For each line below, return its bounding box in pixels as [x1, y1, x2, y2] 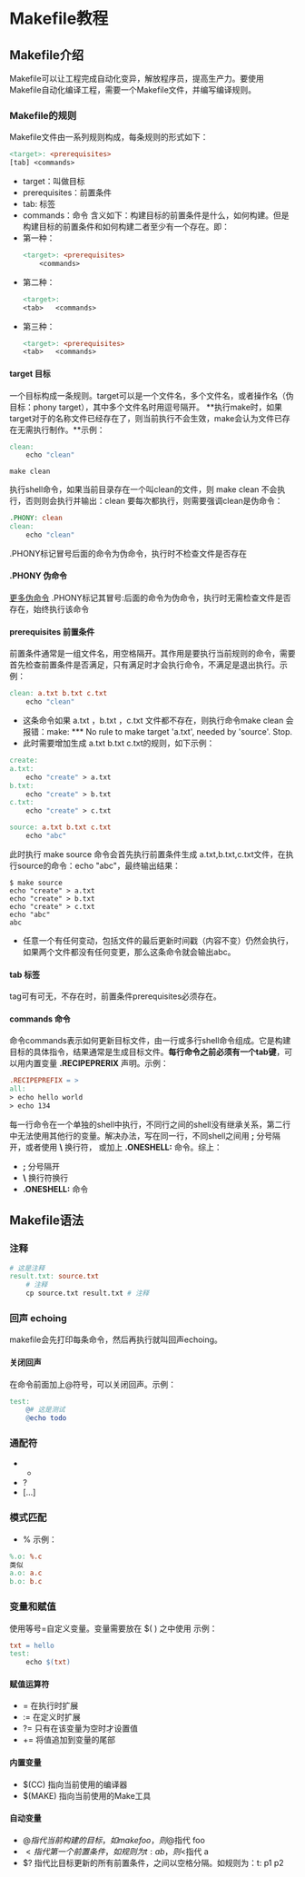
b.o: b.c [9, 1577, 43, 1586]
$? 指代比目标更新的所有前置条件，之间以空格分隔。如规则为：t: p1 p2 [22, 1857, 284, 1868]
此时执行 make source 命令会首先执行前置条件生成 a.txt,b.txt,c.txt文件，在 [9, 848, 286, 859]
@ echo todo [25, 1414, 67, 1423]
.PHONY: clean [9, 514, 64, 523]
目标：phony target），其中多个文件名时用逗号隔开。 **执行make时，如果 [9, 401, 283, 412]
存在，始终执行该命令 [9, 604, 89, 615]
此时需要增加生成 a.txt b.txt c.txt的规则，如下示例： [22, 737, 215, 749]
